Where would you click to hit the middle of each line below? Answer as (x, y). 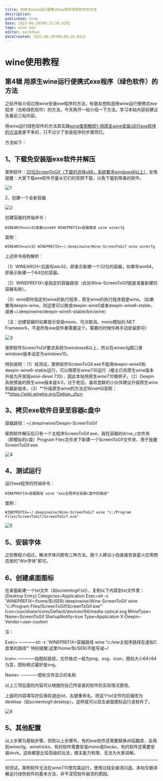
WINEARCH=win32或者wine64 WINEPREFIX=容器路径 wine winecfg (65, 227)
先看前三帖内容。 (22, 115)
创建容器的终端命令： (26, 218)
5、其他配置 (23, 728)
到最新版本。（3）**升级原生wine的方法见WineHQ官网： (61, 388)
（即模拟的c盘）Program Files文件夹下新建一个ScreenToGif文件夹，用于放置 (81, 439)
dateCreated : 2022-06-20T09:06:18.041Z (45, 37)
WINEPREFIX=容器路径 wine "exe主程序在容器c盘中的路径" (57, 494)
